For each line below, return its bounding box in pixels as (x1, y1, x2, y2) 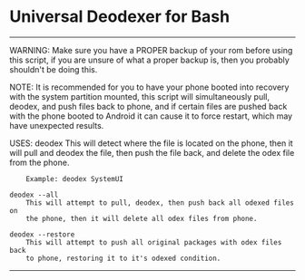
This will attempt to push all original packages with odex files (25, 237, 282, 246)
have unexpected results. (9, 120, 104, 130)
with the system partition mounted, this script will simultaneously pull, (9, 91, 271, 101)
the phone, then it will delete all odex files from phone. (25, 214, 258, 223)
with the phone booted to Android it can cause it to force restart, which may (9, 111, 293, 121)
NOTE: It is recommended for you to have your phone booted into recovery (9, 82, 290, 92)
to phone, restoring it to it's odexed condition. (25, 254, 221, 263)
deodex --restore (9, 229, 75, 239)
